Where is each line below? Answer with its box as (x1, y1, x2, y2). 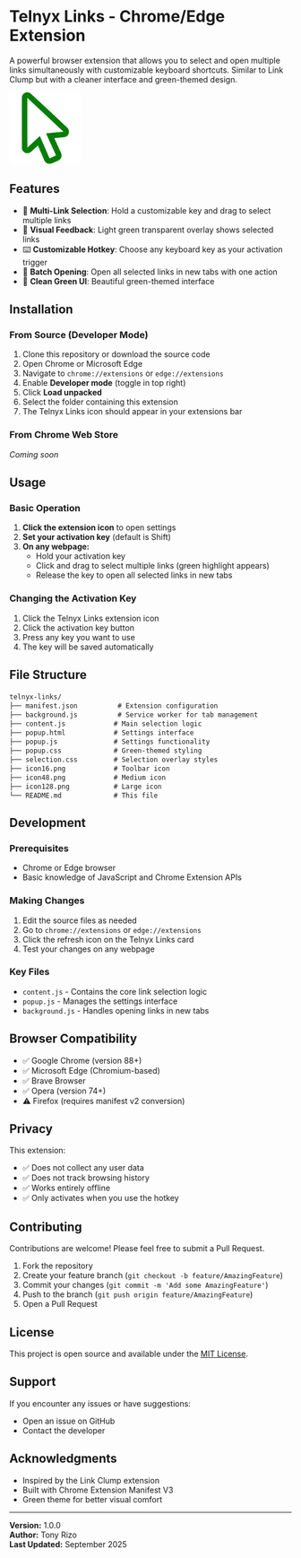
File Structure (9, 667, 87, 683)
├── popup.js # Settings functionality (9, 737, 211, 746)
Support (9, 1374, 56, 1389)
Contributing (9, 1219, 82, 1234)
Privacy (9, 1121, 54, 1136)
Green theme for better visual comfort (21, 1493, 163, 1504)
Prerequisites (9, 841, 69, 854)
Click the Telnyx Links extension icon (21, 613, 159, 623)
